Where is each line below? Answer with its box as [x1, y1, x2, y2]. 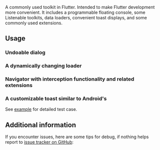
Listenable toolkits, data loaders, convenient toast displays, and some [5, 15, 147, 20]
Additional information [5, 121, 76, 129]
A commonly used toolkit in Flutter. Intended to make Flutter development [5, 4, 155, 10]
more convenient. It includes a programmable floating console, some [5, 9, 146, 15]
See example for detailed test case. [5, 106, 78, 112]
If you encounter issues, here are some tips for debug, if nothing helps [5, 134, 149, 140]
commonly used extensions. [5, 20, 63, 26]
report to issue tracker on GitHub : [5, 139, 74, 145]
